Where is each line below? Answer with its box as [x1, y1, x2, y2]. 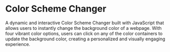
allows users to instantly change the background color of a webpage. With [5, 25, 162, 31]
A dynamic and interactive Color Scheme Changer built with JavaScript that [5, 20, 164, 26]
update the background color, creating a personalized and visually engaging [5, 36, 165, 42]
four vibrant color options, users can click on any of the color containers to [5, 30, 163, 36]
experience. [5, 41, 31, 47]
